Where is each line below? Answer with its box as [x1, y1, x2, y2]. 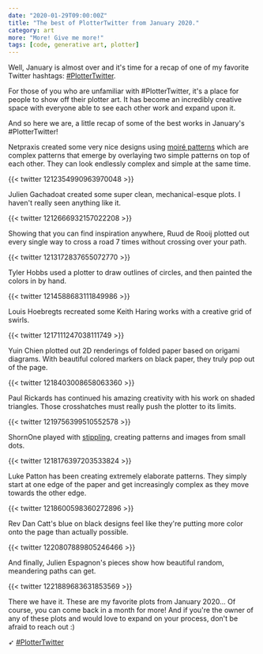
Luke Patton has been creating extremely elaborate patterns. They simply [8, 471, 247, 481]
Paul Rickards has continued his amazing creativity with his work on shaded [8, 393, 255, 403]
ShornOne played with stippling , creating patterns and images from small [8, 433, 246, 442]
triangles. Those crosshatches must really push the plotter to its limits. [8, 402, 237, 411]
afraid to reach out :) [8, 622, 75, 632]
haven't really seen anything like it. [8, 198, 121, 208]
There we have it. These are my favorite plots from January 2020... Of [8, 597, 236, 607]
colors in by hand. [8, 276, 67, 285]
